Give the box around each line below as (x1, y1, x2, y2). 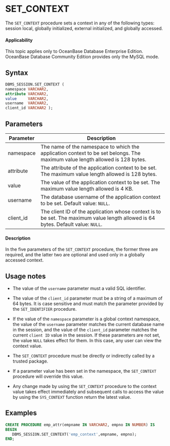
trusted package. (12, 358, 49, 364)
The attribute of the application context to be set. (40, 164, 157, 171)
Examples (5, 409, 37, 418)
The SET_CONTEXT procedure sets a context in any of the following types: (5, 20, 155, 26)
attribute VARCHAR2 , (5, 91, 49, 97)
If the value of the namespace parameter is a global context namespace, (12, 316, 160, 322)
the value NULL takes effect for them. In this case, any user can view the (12, 338, 162, 344)
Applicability (5, 37, 33, 43)
